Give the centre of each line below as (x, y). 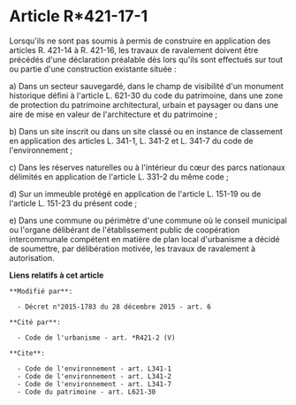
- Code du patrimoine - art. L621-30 (87, 392)
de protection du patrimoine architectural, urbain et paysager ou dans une (144, 104)
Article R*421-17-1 (79, 16)
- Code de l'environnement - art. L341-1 (95, 369)
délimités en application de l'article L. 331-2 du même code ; (119, 176)
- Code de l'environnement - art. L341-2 (95, 376)
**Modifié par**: (41, 291)
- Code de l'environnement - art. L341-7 (95, 384)
